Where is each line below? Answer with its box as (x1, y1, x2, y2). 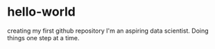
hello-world (7, 4, 76, 20)
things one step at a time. (7, 33, 80, 42)
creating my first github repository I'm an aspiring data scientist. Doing (7, 27, 209, 35)
